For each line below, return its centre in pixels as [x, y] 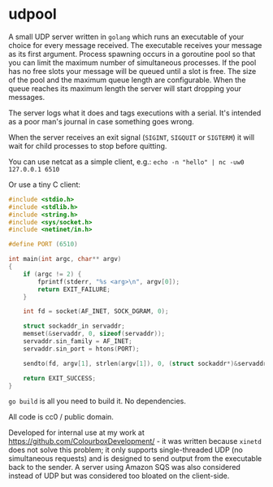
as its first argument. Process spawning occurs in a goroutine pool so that [132, 54]
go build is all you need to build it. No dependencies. [97, 401]
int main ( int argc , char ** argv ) [65, 259]
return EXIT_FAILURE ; [74, 289]
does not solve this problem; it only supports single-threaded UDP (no [126, 450]
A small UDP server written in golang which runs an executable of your [126, 37]
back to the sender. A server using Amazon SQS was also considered [125, 467]
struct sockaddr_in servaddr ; [74, 326]
